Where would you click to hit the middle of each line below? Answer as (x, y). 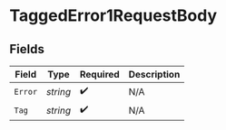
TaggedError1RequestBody (113, 16)
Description (154, 74)
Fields (27, 49)
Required (99, 74)
